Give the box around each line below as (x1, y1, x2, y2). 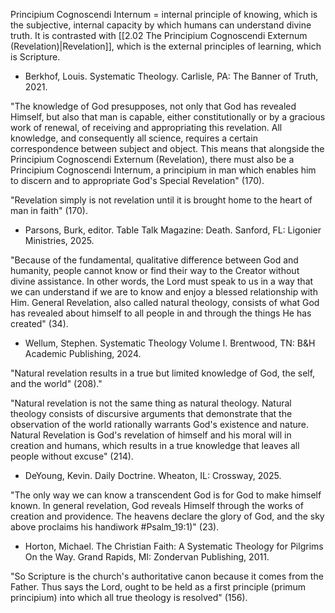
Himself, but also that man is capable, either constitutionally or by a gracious (10, 111, 326, 123)
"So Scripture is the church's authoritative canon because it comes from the (10, 570, 324, 582)
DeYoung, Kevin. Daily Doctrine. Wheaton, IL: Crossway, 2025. (24, 470, 282, 481)
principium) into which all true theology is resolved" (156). (10, 592, 248, 603)
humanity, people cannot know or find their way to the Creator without (10, 265, 300, 276)
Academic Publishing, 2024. (24, 348, 142, 359)
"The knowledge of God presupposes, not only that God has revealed (10, 100, 297, 112)
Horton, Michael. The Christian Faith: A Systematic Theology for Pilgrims (24, 540, 324, 552)
